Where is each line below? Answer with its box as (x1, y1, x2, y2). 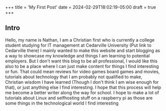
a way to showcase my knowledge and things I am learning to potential (5, 53, 150, 58)
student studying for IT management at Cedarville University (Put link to (5, 42, 152, 48)
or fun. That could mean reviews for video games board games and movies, (5, 68, 160, 74)
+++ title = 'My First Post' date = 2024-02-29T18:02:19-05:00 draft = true (5, 4, 156, 10)
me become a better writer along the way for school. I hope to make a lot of (5, 89, 160, 96)
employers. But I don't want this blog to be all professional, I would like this (5, 58, 158, 64)
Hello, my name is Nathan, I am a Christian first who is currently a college (5, 37, 155, 43)
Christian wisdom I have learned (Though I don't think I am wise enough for (5, 79, 159, 85)
